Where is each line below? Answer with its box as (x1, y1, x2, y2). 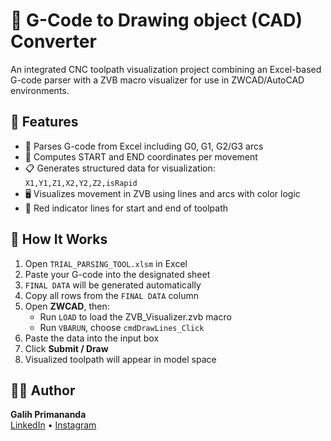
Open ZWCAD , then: (24, 300, 110, 312)
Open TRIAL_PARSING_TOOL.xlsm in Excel (24, 257, 188, 269)
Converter (10, 30, 97, 53)
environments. (10, 84, 70, 96)
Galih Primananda (10, 409, 87, 421)
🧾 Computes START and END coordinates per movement (24, 150, 258, 163)
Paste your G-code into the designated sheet (24, 268, 211, 280)
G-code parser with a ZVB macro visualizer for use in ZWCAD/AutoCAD (10, 74, 305, 86)
